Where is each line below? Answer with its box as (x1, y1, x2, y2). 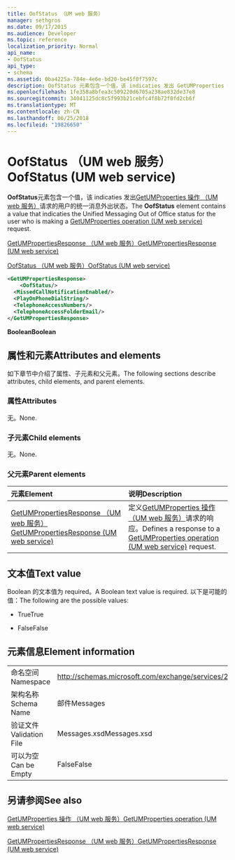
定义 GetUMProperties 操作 (128, 503, 215, 512)
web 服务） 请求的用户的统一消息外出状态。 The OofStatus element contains (7, 201, 226, 211)
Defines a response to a (142, 524, 220, 534)
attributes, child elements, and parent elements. (7, 377, 145, 386)
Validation (10, 729, 43, 739)
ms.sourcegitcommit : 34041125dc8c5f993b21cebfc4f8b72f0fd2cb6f (7, 95, 196, 102)
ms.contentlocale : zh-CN (7, 108, 80, 115)
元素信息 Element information (7, 646, 135, 658)
